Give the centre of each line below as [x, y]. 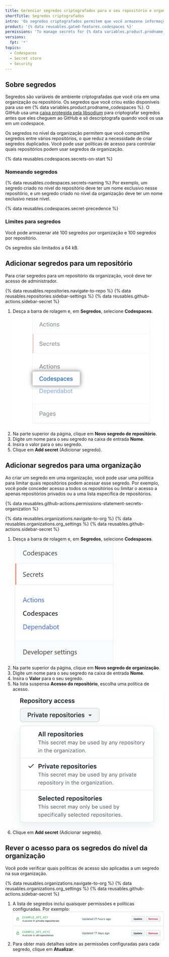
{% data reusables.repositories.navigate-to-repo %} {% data [68, 291]
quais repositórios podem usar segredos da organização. [64, 149]
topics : [13, 48]
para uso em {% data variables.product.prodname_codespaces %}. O [77, 108]
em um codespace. [25, 124]
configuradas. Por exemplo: [41, 909]
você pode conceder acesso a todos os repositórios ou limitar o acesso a [81, 488]
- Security [21, 64]
